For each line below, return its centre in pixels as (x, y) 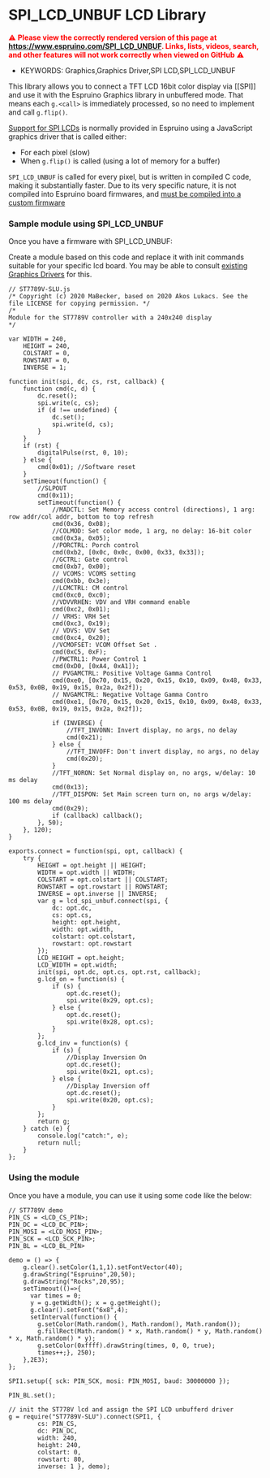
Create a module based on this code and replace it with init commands (126, 257)
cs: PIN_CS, (58, 1424)
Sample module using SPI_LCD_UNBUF (86, 224)
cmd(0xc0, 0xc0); (81, 595)
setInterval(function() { (73, 1317)
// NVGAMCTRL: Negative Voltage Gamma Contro (130, 695)
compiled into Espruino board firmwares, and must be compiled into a (125, 193)
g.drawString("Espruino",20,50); (79, 1274)
